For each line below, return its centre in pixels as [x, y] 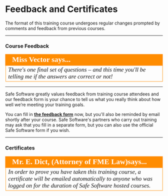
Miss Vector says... [41, 59]
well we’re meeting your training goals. [45, 105]
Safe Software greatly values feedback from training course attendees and [82, 94]
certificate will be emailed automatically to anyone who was [80, 178]
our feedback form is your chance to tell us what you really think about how [83, 99]
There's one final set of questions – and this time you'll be [77, 70]
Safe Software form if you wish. [38, 130]
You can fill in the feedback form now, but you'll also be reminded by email [82, 114]
